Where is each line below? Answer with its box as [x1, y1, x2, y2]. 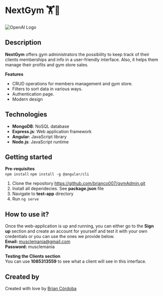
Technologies [5, 110, 48, 118]
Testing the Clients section [5, 253, 61, 259]
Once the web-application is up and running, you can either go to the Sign [5, 223, 154, 229]
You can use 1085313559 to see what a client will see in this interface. [5, 258, 147, 264]
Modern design [12, 96, 43, 102]
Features [5, 71, 23, 77]
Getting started [5, 153, 53, 161]
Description [5, 39, 41, 47]
